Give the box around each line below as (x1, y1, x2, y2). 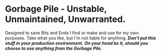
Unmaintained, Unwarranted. (5, 14, 126, 25)
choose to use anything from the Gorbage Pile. (5, 45, 103, 51)
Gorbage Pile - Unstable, (5, 3, 107, 15)
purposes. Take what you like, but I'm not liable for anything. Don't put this (5, 35, 156, 41)
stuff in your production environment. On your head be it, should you (5, 40, 148, 46)
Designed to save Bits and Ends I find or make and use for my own (5, 30, 139, 36)
